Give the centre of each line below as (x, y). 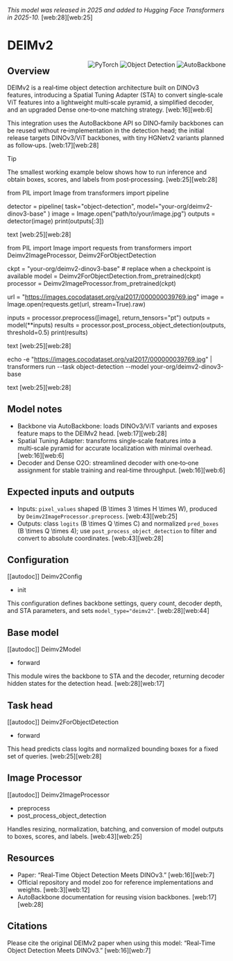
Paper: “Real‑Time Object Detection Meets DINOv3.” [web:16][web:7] (116, 875)
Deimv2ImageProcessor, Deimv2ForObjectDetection (82, 255)
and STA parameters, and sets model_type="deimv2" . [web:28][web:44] (109, 611)
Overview (29, 71)
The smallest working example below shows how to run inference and (107, 172)
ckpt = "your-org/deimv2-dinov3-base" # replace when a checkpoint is (109, 269)
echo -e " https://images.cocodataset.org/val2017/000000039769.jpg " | (110, 359)
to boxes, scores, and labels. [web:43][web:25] (75, 836)
